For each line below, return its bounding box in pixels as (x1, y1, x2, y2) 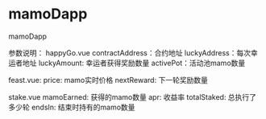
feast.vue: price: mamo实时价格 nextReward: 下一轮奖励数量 (8, 75, 208, 84)
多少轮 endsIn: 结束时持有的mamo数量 (8, 102, 135, 112)
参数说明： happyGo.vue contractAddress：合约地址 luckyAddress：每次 (8, 47, 251, 57)
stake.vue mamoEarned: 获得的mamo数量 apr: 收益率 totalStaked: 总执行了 (8, 92, 256, 101)
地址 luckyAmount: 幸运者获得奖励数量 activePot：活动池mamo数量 (22, 58, 246, 68)
